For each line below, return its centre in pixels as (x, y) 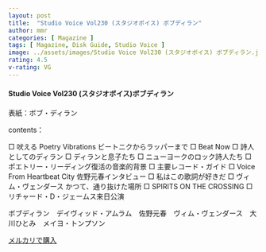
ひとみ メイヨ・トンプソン (60, 223)
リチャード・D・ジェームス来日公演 (66, 196)
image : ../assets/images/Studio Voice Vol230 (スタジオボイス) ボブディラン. (132, 52)
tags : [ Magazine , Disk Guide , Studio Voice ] (87, 45)
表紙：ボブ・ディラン (43, 113)
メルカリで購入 (33, 240)
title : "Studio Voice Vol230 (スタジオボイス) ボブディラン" (105, 23)
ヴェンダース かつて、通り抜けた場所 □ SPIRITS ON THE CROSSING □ (137, 186)
